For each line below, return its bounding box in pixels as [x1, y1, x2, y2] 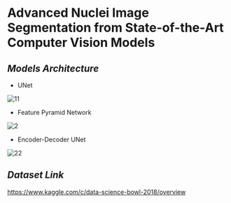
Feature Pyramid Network [17, 108, 92, 116]
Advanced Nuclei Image [7, 5, 149, 21]
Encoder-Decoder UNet [17, 135, 86, 143]
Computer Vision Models [7, 35, 155, 50]
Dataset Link [7, 169, 64, 181]
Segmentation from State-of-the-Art [7, 20, 224, 36]
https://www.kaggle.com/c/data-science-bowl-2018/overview [7, 188, 186, 196]
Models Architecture [7, 62, 99, 74]
